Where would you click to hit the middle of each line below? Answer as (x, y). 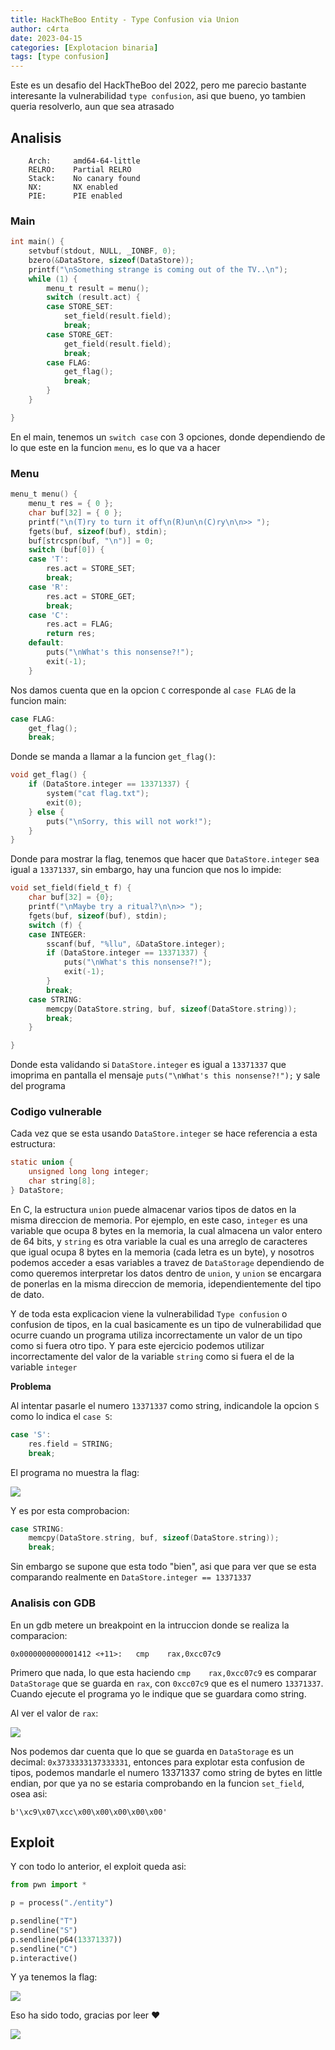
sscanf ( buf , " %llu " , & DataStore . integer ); (136, 944)
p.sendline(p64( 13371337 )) (66, 1939)
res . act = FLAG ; (80, 624)
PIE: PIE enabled (75, 196)
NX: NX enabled (73, 187)
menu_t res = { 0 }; (71, 504)
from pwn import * (48, 1885)
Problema (31, 1386)
